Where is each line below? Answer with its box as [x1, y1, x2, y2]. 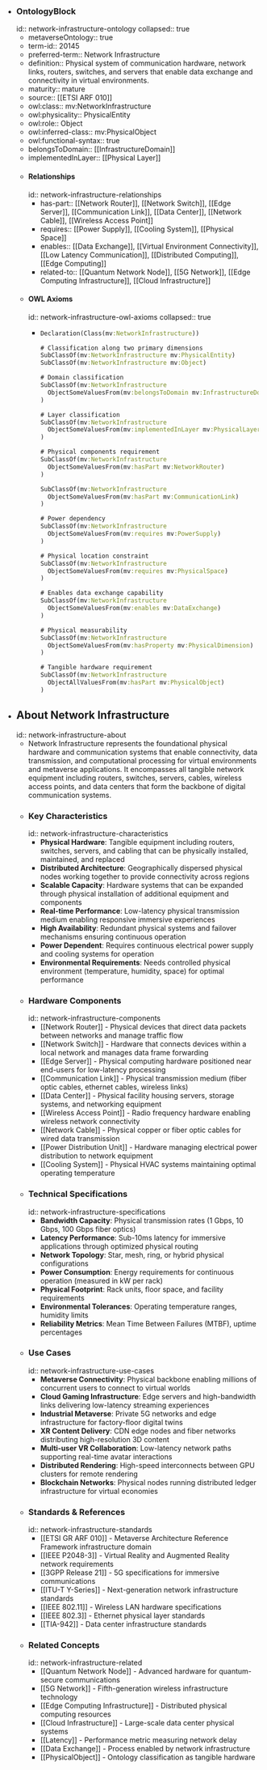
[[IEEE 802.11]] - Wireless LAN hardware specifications [40, 1602, 222, 1612]
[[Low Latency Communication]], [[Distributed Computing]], [40, 249, 240, 260]
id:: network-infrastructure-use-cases [27, 1365, 155, 1375]
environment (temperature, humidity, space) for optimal [40, 966, 224, 976]
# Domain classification [40, 374, 124, 382]
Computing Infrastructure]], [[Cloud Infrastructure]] [40, 275, 211, 285]
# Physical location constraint [40, 552, 149, 560]
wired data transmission [40, 1134, 120, 1144]
